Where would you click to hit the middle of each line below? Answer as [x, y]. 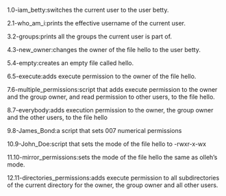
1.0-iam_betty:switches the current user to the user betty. [88, 10]
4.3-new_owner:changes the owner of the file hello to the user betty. [104, 50]
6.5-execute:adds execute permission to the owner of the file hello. [102, 76]
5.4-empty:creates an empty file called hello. [71, 63]
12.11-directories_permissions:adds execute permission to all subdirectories [113, 178]
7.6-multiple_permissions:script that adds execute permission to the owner [112, 89]
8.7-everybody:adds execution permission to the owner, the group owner [110, 110]
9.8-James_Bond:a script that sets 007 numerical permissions [95, 131]
